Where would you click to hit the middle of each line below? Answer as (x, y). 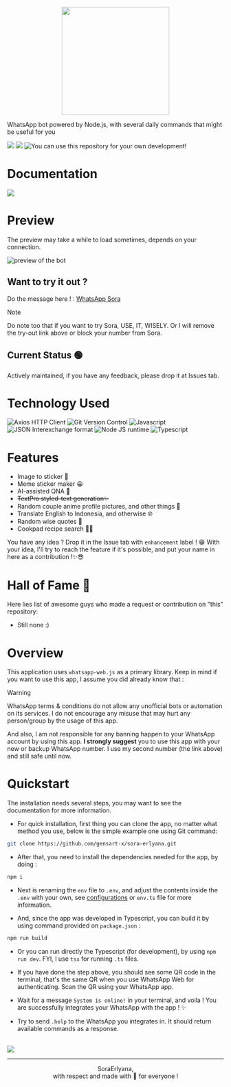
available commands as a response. (68, 1028)
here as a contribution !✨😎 (46, 557)
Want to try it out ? (47, 282)
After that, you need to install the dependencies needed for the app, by (118, 857)
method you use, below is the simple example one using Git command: (117, 831)
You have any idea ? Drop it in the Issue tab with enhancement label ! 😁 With (113, 542)
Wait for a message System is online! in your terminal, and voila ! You (117, 1000)
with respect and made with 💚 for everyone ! (115, 1076)
